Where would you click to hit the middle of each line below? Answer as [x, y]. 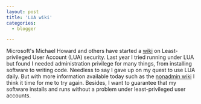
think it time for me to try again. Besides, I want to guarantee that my [91, 83]
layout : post [23, 12]
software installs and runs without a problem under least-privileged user [96, 89]
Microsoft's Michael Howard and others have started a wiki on [84, 51]
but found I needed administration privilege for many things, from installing [99, 64]
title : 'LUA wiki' [29, 17]
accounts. [19, 96]
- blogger [24, 29]
